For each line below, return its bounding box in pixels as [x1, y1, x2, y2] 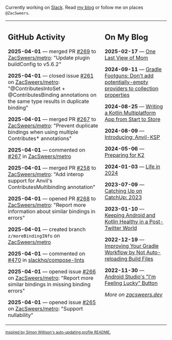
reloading [104, 255, 128, 262]
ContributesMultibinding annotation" [8, 183, 96, 190]
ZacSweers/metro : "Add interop [8, 171, 84, 178]
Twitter [104, 224, 122, 231]
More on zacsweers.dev [104, 291, 163, 298]
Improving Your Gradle [104, 242, 159, 249]
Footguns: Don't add [104, 72, 154, 79]
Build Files [128, 255, 154, 262]
